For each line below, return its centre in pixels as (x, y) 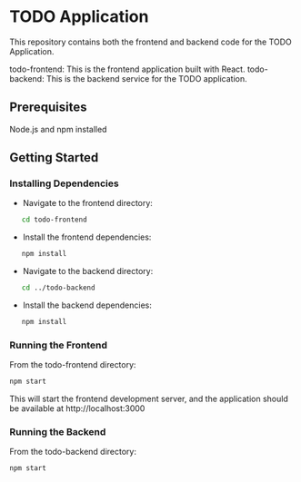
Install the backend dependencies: (87, 305)
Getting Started (54, 157)
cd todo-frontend (55, 220)
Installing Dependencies (65, 183)
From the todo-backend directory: (73, 452)
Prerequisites (48, 108)
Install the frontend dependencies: (87, 237)
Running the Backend (58, 432)
